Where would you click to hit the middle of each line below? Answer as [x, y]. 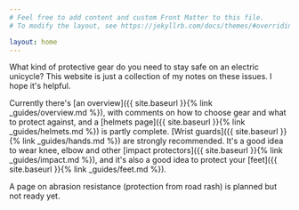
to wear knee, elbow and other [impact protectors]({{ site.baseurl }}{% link [146, 150]
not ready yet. [35, 196]
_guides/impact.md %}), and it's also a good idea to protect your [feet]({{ [143, 160]
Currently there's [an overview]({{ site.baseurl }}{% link [111, 103]
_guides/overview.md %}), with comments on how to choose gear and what [148, 113]
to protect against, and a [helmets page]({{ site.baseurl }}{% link [127, 122]
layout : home [33, 42]
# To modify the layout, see [63, 26]
